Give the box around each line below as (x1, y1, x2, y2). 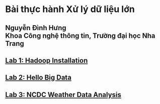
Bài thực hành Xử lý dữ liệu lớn (5, 4, 135, 15)
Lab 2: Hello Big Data (5, 73, 72, 82)
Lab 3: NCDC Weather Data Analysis (5, 90, 122, 99)
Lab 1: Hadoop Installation (5, 56, 88, 65)
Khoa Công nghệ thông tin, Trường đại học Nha (5, 31, 155, 40)
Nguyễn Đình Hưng (5, 24, 66, 32)
